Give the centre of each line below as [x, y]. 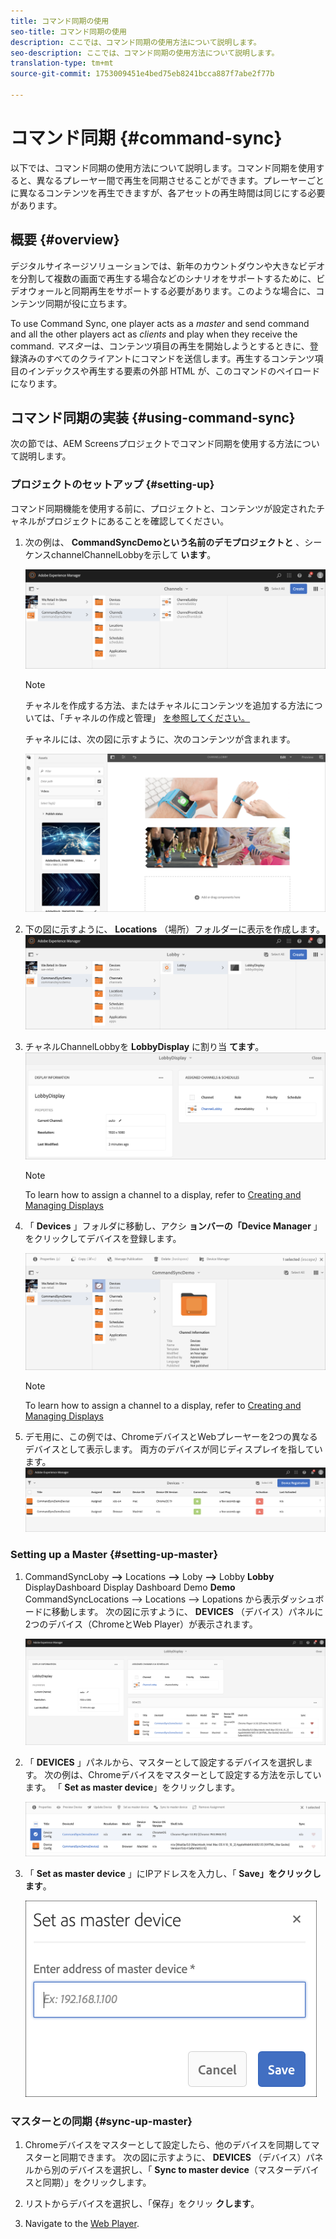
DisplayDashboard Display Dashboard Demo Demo [130, 1587]
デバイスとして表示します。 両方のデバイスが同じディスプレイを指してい [173, 1449]
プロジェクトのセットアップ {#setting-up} [112, 485]
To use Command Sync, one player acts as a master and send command [160, 323]
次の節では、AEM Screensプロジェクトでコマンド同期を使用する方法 [152, 444]
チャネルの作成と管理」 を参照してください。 [157, 717]
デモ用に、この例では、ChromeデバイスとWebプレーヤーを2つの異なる [171, 1436]
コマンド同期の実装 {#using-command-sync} [153, 418]
